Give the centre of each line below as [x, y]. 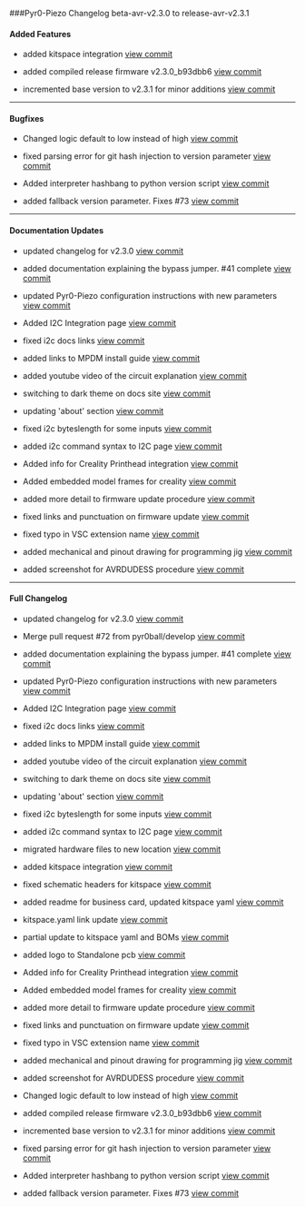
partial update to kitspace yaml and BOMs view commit [126, 937]
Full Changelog [39, 599]
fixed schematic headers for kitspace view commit [117, 884]
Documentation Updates [57, 230]
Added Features [40, 34]
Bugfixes [27, 118]
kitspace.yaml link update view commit [95, 919]
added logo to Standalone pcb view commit [104, 955]
